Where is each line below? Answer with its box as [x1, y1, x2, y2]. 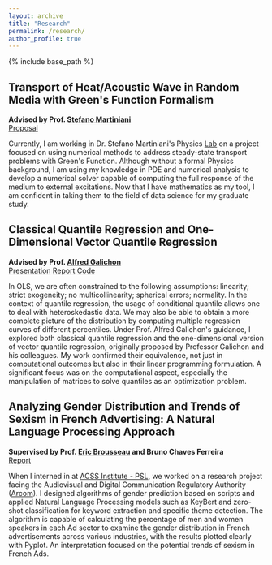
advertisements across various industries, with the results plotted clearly [8, 531, 252, 541]
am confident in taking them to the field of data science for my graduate [8, 191, 249, 201]
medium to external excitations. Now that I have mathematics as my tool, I [8, 182, 255, 192]
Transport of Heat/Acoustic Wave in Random [8, 80, 240, 94]
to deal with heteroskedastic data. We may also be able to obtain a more [8, 307, 250, 317]
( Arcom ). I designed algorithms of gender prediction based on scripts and [8, 488, 256, 498]
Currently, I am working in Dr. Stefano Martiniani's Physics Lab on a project [8, 139, 260, 149]
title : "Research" [8, 19, 71, 28]
